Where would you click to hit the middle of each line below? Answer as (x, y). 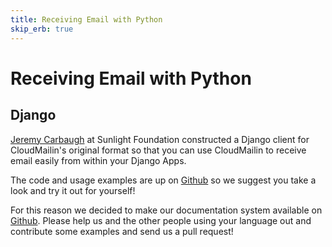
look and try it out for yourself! (73, 190)
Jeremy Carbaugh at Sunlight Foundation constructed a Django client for (160, 139)
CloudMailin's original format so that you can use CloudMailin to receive (158, 150)
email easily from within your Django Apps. (98, 160)
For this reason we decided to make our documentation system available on (166, 210)
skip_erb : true (42, 29)
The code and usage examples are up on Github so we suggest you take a (163, 180)
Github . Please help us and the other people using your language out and (161, 220)
